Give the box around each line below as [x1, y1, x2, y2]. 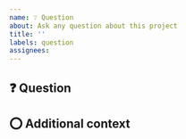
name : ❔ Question [9, 12, 74, 22]
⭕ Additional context [9, 116, 131, 131]
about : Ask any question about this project [9, 21, 178, 30]
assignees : [9, 46, 50, 55]
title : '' [9, 29, 46, 38]
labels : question [9, 37, 74, 47]
